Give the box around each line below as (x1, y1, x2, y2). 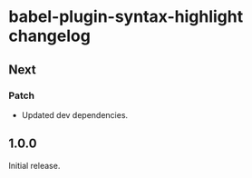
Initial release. (8, 160, 61, 171)
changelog (8, 25, 92, 46)
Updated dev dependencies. (21, 109, 129, 120)
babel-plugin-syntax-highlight (8, 6, 244, 27)
